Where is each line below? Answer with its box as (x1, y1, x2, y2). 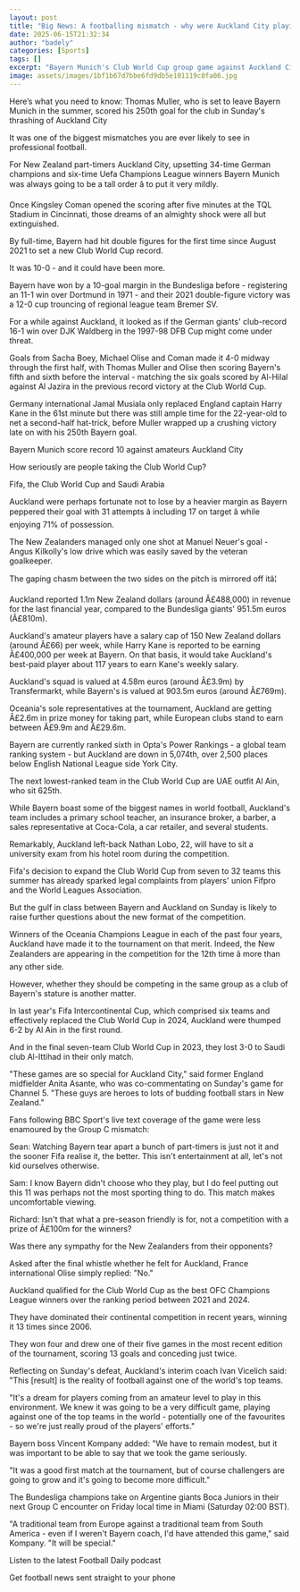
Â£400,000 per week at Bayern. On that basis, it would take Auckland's (9, 649, 272, 660)
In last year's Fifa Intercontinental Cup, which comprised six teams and (9, 1005, 271, 1016)
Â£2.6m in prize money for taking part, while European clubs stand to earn (9, 712, 284, 723)
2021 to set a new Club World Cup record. (9, 245, 163, 256)
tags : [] (9, 55, 42, 64)
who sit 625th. (9, 784, 62, 796)
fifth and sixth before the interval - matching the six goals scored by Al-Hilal (9, 371, 288, 382)
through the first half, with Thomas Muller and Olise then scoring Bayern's (9, 361, 281, 372)
